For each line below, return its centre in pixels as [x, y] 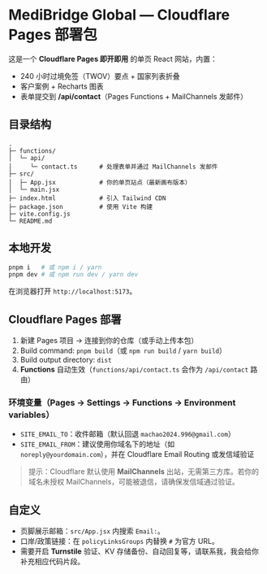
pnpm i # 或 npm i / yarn [55, 267]
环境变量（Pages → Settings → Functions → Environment [122, 402]
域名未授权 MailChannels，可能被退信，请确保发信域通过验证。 [133, 482]
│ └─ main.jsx [34, 189]
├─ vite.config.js [39, 214]
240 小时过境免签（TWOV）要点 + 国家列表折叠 [100, 76]
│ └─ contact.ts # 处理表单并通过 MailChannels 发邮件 [113, 167]
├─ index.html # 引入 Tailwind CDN [87, 198]
